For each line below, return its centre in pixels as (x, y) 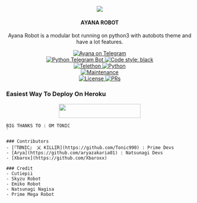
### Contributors (28, 141)
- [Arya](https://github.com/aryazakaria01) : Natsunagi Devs (85, 153)
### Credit (20, 168)
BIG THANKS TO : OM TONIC (38, 126)
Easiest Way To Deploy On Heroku (56, 94)
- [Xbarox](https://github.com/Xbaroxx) (57, 158)
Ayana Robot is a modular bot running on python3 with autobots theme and (100, 36)
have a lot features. (100, 42)
